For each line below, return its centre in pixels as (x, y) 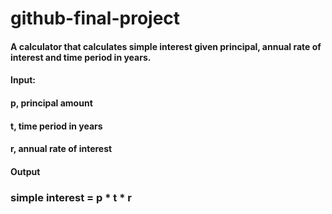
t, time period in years (56, 126)
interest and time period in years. (81, 57)
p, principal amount (51, 103)
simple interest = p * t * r (71, 197)
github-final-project (95, 18)
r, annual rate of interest (61, 149)
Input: (23, 80)
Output (25, 171)
